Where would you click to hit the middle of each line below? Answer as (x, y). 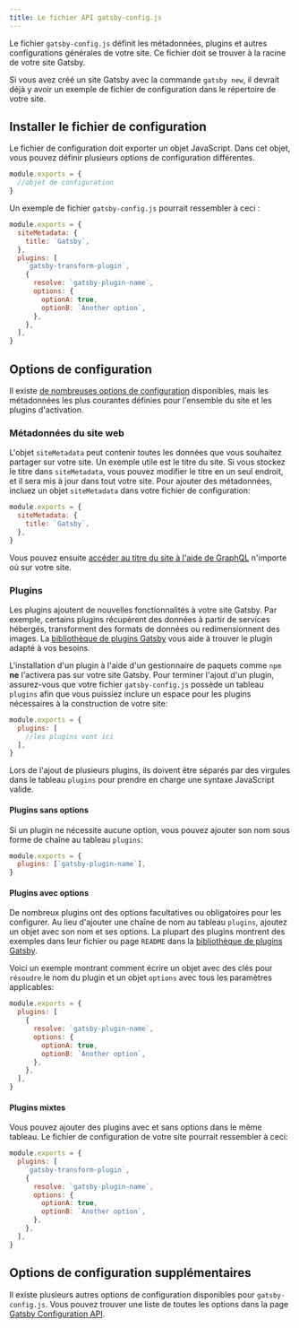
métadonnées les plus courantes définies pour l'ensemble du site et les (141, 400)
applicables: (32, 987)
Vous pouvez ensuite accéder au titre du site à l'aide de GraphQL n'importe (148, 558)
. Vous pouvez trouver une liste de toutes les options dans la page (167, 1304)
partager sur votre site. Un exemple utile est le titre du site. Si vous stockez (148, 462)
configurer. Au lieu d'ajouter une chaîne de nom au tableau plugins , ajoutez (149, 922)
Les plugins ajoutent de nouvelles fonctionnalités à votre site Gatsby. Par (143, 610)
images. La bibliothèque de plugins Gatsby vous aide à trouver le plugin (141, 638)
